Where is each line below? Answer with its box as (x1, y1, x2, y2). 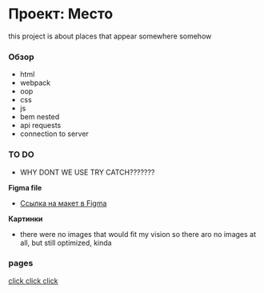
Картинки (8, 214, 43, 223)
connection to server (19, 129, 90, 138)
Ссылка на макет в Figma (19, 198, 107, 208)
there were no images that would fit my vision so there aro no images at (19, 229, 257, 239)
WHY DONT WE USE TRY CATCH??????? (19, 167, 155, 177)
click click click (8, 275, 58, 285)
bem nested (19, 112, 60, 122)
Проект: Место (8, 5, 114, 23)
